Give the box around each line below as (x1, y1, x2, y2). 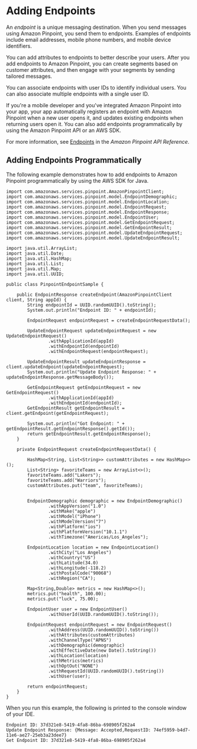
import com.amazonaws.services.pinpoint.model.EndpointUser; (6, 214, 159, 220)
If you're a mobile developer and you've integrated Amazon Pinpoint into (6, 101, 182, 108)
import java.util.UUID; (6, 271, 65, 277)
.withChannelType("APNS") (48, 637, 112, 643)
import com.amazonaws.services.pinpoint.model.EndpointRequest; (6, 204, 167, 210)
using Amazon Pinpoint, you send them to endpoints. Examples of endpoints (6, 29, 191, 37)
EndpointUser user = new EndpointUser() (27, 606, 128, 612)
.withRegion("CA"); (48, 575, 96, 581)
